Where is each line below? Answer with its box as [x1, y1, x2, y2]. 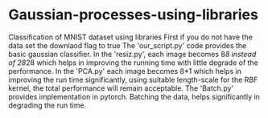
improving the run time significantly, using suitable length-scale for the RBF [8, 75, 258, 84]
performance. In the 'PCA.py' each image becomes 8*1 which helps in [8, 66, 241, 75]
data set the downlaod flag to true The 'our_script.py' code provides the [8, 40, 247, 50]
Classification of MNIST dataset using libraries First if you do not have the [8, 32, 254, 42]
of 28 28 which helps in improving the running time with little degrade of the [8, 58, 259, 67]
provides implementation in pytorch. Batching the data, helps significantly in [8, 92, 260, 101]
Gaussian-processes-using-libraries [8, 6, 259, 24]
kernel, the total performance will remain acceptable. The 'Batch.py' [8, 83, 234, 93]
